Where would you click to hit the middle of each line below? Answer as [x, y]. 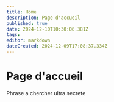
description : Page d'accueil [43, 18]
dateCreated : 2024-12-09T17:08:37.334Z [57, 46]
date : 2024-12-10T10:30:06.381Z [47, 29]
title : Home [21, 12]
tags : [13, 35]
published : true [27, 23]
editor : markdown [28, 40]
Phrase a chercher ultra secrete [46, 93]
